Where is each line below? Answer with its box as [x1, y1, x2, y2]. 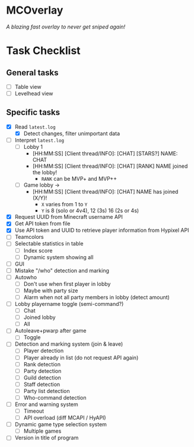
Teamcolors [14, 234, 44, 241]
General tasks [6, 68, 59, 78]
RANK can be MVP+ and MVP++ [41, 175, 117, 183]
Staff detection [23, 381, 61, 388]
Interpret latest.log [14, 137, 64, 143]
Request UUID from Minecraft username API [14, 213, 123, 221]
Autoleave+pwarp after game [14, 327, 87, 334]
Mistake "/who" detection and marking [14, 267, 110, 274]
